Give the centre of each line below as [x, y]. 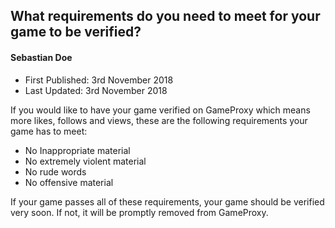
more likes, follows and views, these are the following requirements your [159, 120]
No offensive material [69, 182]
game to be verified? [76, 32]
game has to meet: [49, 131]
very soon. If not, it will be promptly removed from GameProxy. [139, 212]
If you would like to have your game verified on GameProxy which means [160, 110]
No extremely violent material [85, 161]
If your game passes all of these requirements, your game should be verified [167, 201]
